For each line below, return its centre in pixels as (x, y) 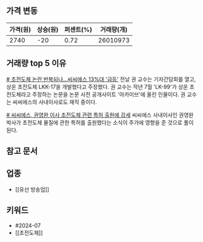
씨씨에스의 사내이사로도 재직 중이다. (55, 102)
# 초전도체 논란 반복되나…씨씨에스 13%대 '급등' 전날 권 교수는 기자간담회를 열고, (101, 79)
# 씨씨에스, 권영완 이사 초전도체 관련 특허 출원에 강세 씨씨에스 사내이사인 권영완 (100, 115)
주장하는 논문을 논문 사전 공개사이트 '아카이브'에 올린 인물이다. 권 (109, 94)
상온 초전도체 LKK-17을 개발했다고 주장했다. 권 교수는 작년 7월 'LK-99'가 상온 (97, 86)
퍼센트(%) (78, 29)
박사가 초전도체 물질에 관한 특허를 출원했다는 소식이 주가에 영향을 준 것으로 (95, 122)
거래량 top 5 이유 (36, 64)
